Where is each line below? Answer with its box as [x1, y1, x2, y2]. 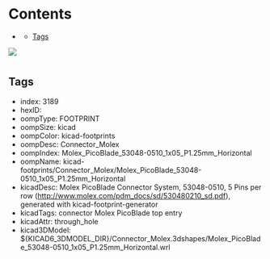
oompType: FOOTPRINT [19, 114, 100, 123]
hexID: [19, 105, 42, 115]
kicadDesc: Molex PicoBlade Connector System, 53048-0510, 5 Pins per [19, 182, 262, 192]
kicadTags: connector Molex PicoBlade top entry [19, 207, 183, 218]
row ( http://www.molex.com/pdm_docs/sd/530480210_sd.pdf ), [19, 190, 231, 200]
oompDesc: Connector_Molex [19, 139, 120, 149]
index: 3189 [19, 96, 59, 106]
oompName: [19, 157, 62, 166]
